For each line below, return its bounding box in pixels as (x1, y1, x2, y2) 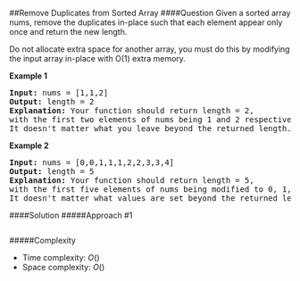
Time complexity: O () (21, 252, 100, 262)
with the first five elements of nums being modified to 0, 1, (9, 185, 292, 194)
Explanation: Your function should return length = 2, (9, 106, 254, 115)
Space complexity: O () (21, 262, 105, 272)
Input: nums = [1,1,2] (9, 88, 109, 97)
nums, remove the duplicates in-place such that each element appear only (9, 17, 283, 28)
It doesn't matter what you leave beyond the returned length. (9, 124, 292, 133)
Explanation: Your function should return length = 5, (9, 176, 254, 186)
